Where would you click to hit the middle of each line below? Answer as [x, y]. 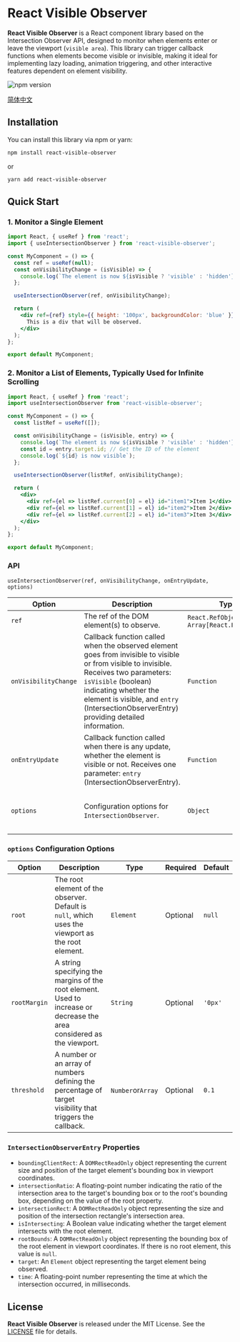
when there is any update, [127, 746]
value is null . [37, 1254]
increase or [74, 1007]
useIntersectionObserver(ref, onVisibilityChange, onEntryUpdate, [108, 581]
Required [181, 867]
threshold [27, 1090]
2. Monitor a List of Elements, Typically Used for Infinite [106, 373]
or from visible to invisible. [128, 664]
